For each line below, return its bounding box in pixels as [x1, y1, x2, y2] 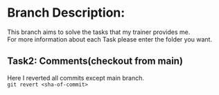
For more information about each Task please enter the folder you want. [7, 35, 213, 43]
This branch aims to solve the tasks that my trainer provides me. [7, 28, 191, 36]
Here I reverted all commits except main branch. [7, 74, 144, 82]
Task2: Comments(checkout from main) [7, 55, 184, 67]
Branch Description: [7, 5, 125, 21]
